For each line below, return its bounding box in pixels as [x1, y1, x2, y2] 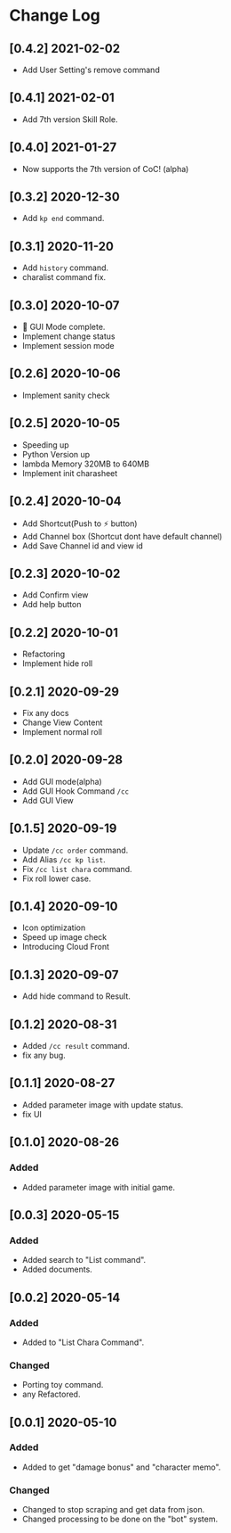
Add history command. [21, 262, 109, 273]
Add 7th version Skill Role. [21, 113, 118, 125]
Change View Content [21, 717, 103, 728]
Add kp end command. [21, 213, 105, 224]
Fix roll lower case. [21, 873, 92, 884]
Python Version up [21, 449, 91, 459]
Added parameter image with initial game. [21, 1182, 176, 1192]
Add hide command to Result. [21, 991, 131, 1001]
